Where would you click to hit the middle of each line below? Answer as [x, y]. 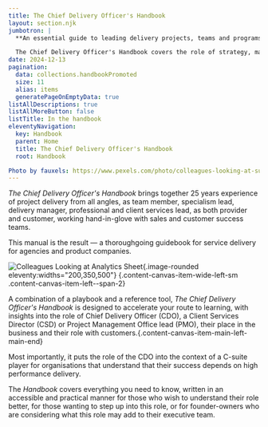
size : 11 [30, 82]
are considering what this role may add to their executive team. [112, 415]
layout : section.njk [43, 23]
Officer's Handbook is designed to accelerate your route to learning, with [128, 307]
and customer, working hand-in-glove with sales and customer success [126, 219]
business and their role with [54, 333]
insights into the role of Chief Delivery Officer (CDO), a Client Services [124, 316]
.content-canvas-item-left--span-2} [67, 283]
